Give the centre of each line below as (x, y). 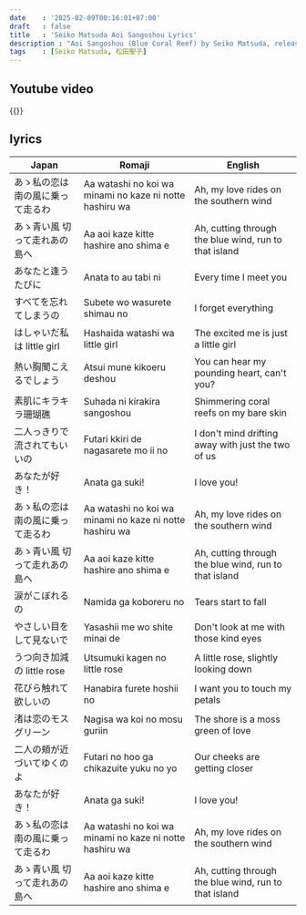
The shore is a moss (237, 719)
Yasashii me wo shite (128, 627)
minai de (102, 638)
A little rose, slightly (236, 657)
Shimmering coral (232, 401)
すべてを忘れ (41, 302)
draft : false (40, 26)
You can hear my (230, 361)
